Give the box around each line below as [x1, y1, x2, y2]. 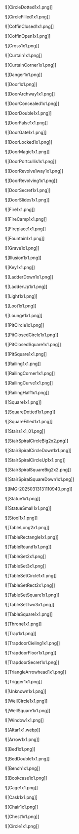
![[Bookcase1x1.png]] [4, 775, 47, 781]
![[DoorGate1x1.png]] [4, 129, 47, 135]
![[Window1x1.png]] [4, 717, 44, 723]
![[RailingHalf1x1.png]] [4, 390, 49, 395]
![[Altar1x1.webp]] [4, 727, 40, 733]
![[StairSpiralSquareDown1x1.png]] [4, 476, 75, 482]
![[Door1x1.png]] [4, 82, 38, 87]
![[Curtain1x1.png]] [4, 52, 42, 58]
